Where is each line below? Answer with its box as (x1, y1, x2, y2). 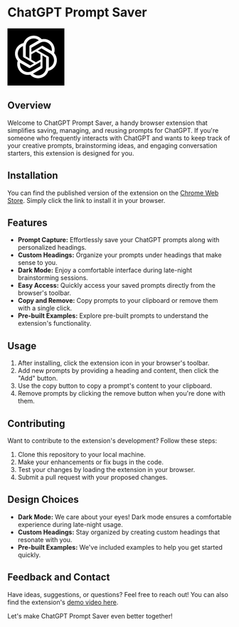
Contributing (7, 417, 65, 429)
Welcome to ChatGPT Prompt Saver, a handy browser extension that (7, 119, 208, 127)
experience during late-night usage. (17, 520, 123, 528)
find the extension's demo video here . (7, 598, 119, 606)
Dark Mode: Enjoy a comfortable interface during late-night (17, 266, 193, 275)
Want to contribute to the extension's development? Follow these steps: (7, 436, 218, 445)
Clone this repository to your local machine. (17, 451, 146, 458)
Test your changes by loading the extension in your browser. (17, 466, 196, 473)
